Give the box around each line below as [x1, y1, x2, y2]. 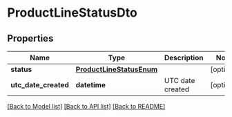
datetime [75, 80, 106, 89]
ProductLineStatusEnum [75, 64, 158, 74]
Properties [7, 33, 54, 44]
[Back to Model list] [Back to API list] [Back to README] [7, 102, 166, 110]
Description [164, 53, 204, 62]
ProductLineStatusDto [7, 5, 138, 21]
